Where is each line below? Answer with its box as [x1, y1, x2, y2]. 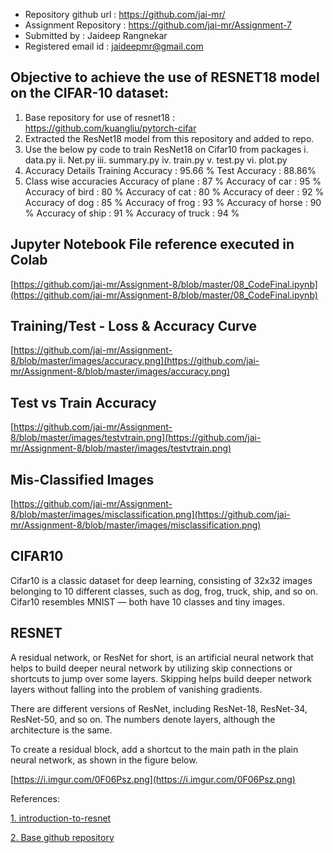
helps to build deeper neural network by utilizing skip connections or [10, 662, 293, 674]
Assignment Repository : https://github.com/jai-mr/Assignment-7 [24, 19, 293, 31]
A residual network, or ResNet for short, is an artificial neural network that [10, 651, 314, 663]
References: [10, 792, 60, 804]
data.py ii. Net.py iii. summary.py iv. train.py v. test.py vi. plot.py [24, 154, 288, 166]
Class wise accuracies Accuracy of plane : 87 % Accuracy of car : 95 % [24, 175, 322, 187]
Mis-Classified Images [10, 471, 155, 488]
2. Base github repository [10, 831, 115, 843]
